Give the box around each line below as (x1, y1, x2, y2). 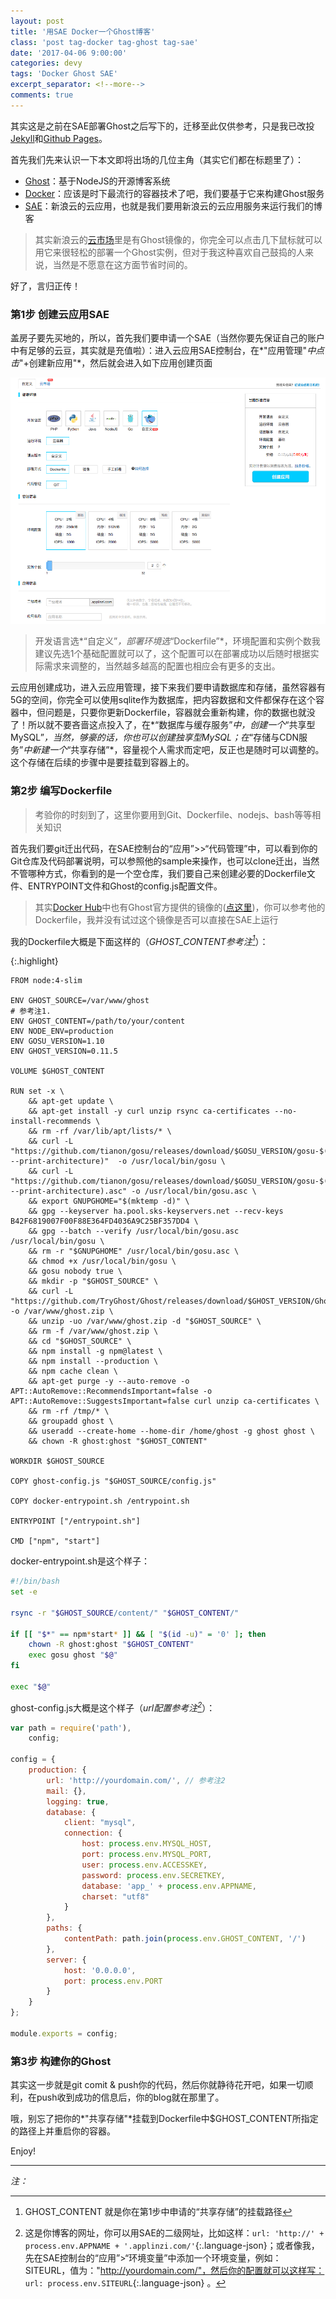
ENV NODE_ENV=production (10, 1026, 114, 1037)
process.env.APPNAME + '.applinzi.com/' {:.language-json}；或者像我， (24, 2240, 320, 2252)
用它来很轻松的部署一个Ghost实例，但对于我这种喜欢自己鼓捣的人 (34, 246, 305, 258)
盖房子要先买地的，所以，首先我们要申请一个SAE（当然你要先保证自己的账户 (10, 332, 326, 344)
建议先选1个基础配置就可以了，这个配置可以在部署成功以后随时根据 (34, 648, 311, 660)
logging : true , (46, 1796, 110, 1807)
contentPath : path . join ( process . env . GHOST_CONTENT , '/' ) (63, 1934, 307, 1944)
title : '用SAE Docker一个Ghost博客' (10, 26, 156, 37)
